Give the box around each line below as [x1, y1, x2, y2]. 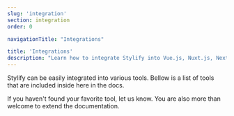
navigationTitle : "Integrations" [7, 35, 104, 42]
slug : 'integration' [7, 10, 68, 17]
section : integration [7, 17, 70, 24]
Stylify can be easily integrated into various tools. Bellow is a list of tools [7, 74, 214, 82]
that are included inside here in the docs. [7, 81, 125, 89]
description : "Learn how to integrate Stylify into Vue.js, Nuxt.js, [7, 55, 214, 62]
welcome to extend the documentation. [7, 102, 120, 110]
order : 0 [7, 23, 33, 30]
